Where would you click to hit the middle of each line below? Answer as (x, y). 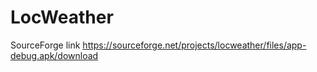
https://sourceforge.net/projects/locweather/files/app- (194, 45)
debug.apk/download (54, 55)
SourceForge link (45, 45)
